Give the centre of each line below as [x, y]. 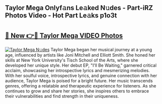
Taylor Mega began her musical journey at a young [101, 50]
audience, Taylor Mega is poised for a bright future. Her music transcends [79, 81]
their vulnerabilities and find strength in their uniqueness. [62, 96]
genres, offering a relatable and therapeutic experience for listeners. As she [81, 86]
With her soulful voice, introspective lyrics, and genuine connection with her [81, 75]
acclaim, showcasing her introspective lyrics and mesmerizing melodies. [78, 70]
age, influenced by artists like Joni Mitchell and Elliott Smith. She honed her [80, 55]
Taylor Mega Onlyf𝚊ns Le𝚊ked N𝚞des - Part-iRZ [79, 8]
